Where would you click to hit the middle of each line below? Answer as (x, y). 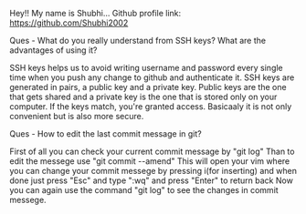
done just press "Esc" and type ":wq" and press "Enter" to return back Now (152, 180)
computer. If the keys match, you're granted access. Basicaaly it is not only (151, 107)
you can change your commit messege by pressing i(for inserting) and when (153, 171)
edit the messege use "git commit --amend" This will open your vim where (150, 161)
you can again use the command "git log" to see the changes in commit (144, 190)
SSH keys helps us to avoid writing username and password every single (146, 68)
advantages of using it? (53, 50)
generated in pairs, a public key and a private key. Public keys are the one (148, 87)
